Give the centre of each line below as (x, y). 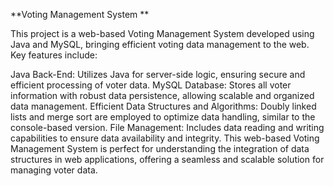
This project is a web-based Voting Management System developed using (162, 33)
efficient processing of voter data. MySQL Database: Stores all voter (151, 85)
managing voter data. (54, 170)
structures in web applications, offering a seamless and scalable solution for (167, 159)
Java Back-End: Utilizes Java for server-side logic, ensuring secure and (158, 74)
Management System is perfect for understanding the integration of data (160, 148)
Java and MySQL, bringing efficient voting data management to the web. (160, 44)
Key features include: (54, 55)
